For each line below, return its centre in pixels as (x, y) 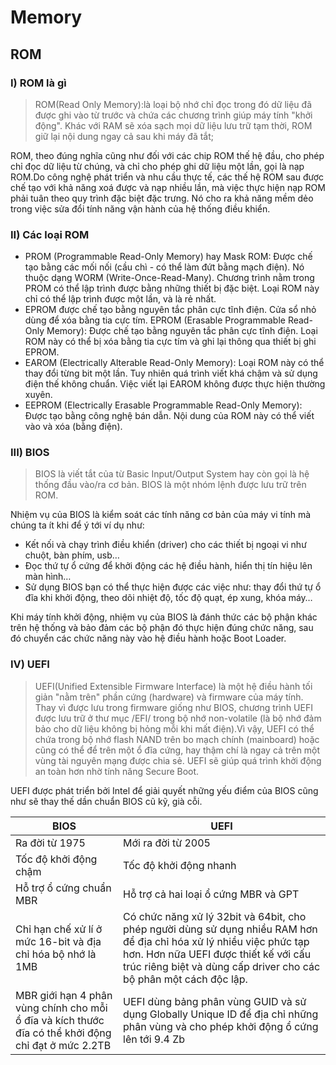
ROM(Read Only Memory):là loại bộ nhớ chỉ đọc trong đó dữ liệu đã (173, 104)
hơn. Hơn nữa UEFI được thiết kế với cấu (217, 954)
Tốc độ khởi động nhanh (180, 865)
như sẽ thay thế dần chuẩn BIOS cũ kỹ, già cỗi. (106, 801)
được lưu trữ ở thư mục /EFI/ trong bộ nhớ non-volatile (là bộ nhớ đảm (178, 718)
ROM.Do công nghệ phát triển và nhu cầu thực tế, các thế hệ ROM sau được (167, 177)
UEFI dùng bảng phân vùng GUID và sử (215, 1001)
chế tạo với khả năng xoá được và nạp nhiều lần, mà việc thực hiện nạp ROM (168, 187)
